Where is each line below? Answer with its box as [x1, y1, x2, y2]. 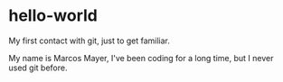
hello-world [8, 5, 99, 26]
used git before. [8, 62, 68, 73]
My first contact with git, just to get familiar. [8, 35, 171, 46]
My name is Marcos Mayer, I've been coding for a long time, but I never [8, 52, 274, 63]
